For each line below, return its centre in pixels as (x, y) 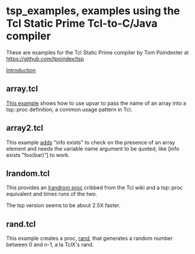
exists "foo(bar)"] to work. (38, 155)
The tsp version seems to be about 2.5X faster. (63, 205)
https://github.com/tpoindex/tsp (45, 59)
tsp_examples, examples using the (93, 11)
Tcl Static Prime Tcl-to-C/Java (82, 23)
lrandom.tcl (28, 173)
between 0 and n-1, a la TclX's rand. (50, 245)
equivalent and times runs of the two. (52, 194)
